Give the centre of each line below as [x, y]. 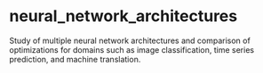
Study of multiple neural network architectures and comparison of [130, 40]
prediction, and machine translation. [75, 59]
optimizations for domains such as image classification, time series [132, 49]
